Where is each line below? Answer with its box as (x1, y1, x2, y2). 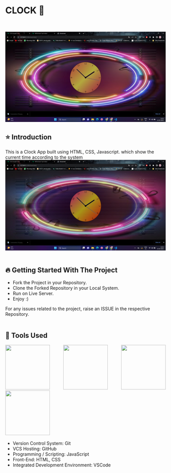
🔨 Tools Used (5, 331, 48, 340)
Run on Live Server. (12, 290, 54, 296)
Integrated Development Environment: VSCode (12, 462, 111, 468)
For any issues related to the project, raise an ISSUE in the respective (5, 306, 150, 312)
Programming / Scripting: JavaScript (12, 451, 89, 457)
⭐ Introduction (5, 133, 52, 141)
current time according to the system (5, 154, 83, 160)
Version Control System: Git (12, 440, 71, 446)
